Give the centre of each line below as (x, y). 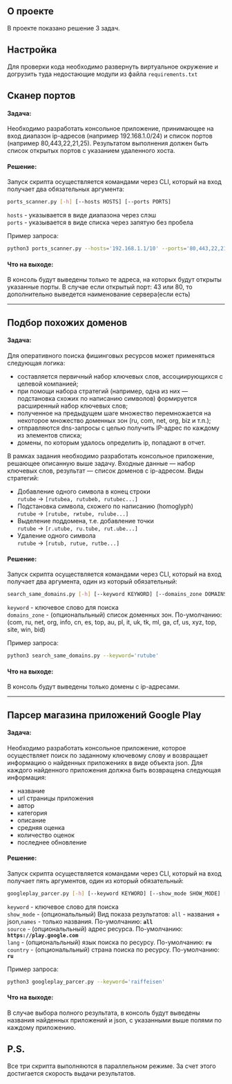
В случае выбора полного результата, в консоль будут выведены (104, 1013)
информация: (27, 777)
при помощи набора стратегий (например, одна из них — (103, 391)
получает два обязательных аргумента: (66, 189)
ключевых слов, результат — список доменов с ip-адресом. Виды (105, 471)
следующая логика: (36, 363)
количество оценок (46, 835)
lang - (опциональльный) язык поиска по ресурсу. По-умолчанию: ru (109, 942)
